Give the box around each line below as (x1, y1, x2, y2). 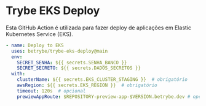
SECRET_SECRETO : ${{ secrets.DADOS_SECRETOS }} (17, 65, 141, 71)
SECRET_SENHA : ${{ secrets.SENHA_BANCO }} (17, 59, 127, 66)
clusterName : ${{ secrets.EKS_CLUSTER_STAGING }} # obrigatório (17, 77, 188, 83)
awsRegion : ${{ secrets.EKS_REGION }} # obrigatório (17, 82, 157, 89)
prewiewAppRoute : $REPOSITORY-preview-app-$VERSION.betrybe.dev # (17, 93, 191, 100)
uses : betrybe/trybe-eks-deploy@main (11, 48, 108, 54)
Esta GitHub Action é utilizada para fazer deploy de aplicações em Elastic (6, 24, 192, 31)
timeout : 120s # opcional (17, 88, 86, 94)
